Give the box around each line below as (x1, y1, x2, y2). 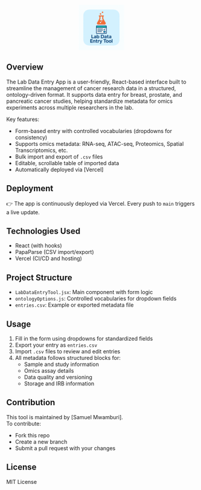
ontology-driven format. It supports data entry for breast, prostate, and (6, 91, 182, 98)
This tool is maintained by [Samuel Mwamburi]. (6, 413, 124, 420)
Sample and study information (24, 361, 100, 368)
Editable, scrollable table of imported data (14, 159, 120, 166)
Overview (6, 62, 44, 73)
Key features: (6, 116, 39, 123)
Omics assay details (24, 367, 74, 374)
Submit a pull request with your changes (14, 444, 116, 452)
